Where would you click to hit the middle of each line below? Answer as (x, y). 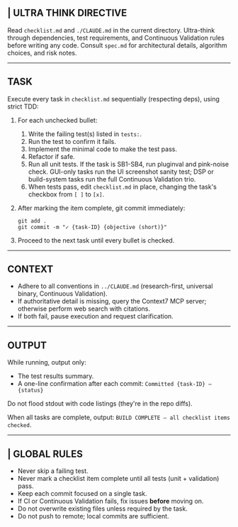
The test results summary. (56, 376)
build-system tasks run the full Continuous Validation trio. (112, 179)
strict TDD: (23, 106)
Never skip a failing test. (53, 471)
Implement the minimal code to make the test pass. (102, 149)
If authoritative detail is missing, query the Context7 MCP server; (112, 301)
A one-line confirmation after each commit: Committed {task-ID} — (115, 384)
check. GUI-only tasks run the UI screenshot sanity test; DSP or (121, 172)
